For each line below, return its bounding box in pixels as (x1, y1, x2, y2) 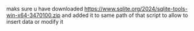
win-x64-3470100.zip (6, 12, 61, 19)
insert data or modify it (6, 18, 64, 25)
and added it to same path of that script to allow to (61, 12, 189, 19)
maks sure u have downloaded (6, 5, 83, 12)
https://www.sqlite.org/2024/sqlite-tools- (84, 5, 188, 12)
